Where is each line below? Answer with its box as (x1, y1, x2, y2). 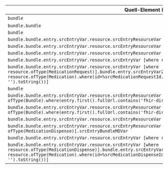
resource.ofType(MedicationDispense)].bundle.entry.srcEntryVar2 (7, 147, 166, 153)
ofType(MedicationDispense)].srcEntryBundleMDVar (7, 128, 128, 134)
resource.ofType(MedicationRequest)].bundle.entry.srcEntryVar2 (7, 69, 164, 74)
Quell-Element (124, 6, 160, 13)
